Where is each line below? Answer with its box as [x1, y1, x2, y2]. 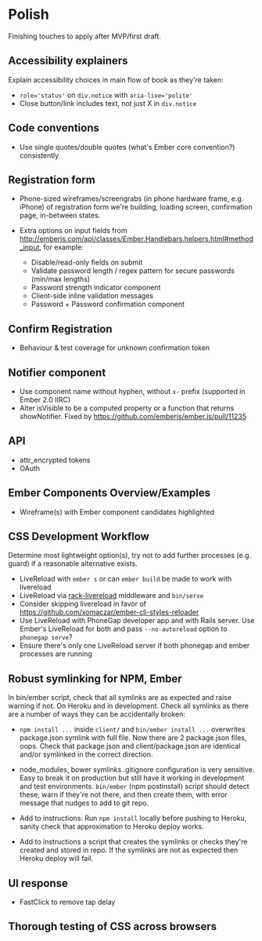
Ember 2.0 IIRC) [19, 395, 71, 404]
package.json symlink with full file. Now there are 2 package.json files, [19, 733, 247, 742]
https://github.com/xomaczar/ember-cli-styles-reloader [19, 607, 199, 617]
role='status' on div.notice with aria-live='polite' [19, 90, 193, 100]
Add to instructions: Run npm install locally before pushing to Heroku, [19, 814, 247, 823]
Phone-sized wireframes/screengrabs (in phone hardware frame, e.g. [19, 194, 244, 203]
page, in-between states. [19, 210, 101, 221]
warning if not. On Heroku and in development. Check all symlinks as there [8, 701, 249, 711]
